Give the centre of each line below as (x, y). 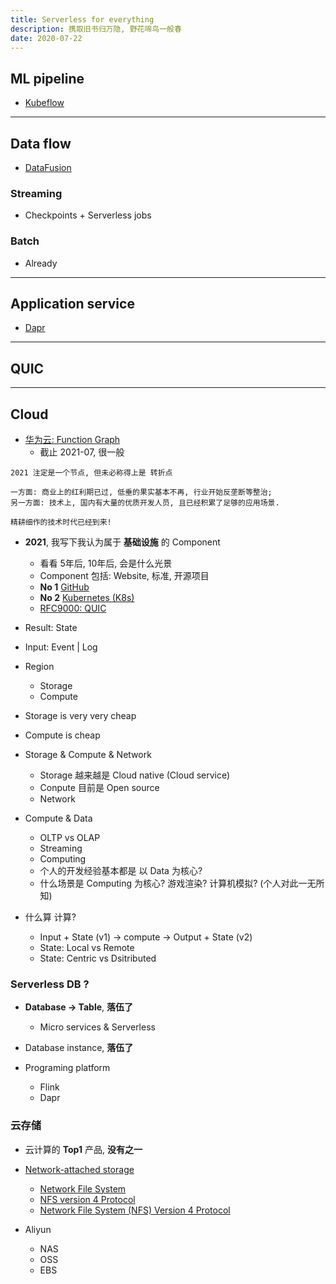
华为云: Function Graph (72, 440)
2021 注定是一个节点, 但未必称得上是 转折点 (91, 473)
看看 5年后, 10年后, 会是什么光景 (106, 563)
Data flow (41, 143)
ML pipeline (47, 78)
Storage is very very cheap (80, 716)
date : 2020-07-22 (46, 38)
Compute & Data (58, 818)
